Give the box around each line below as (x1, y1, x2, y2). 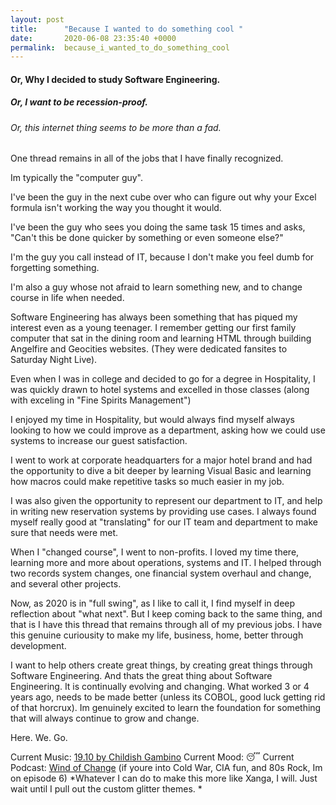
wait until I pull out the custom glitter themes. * (10, 783, 203, 795)
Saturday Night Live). (10, 354, 98, 366)
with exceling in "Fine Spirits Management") (10, 394, 192, 406)
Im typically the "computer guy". (10, 172, 144, 184)
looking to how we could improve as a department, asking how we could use (10, 424, 326, 436)
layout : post (10, 14, 65, 25)
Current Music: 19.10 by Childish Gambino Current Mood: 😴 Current (10, 751, 295, 763)
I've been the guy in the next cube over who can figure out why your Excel (10, 191, 317, 203)
